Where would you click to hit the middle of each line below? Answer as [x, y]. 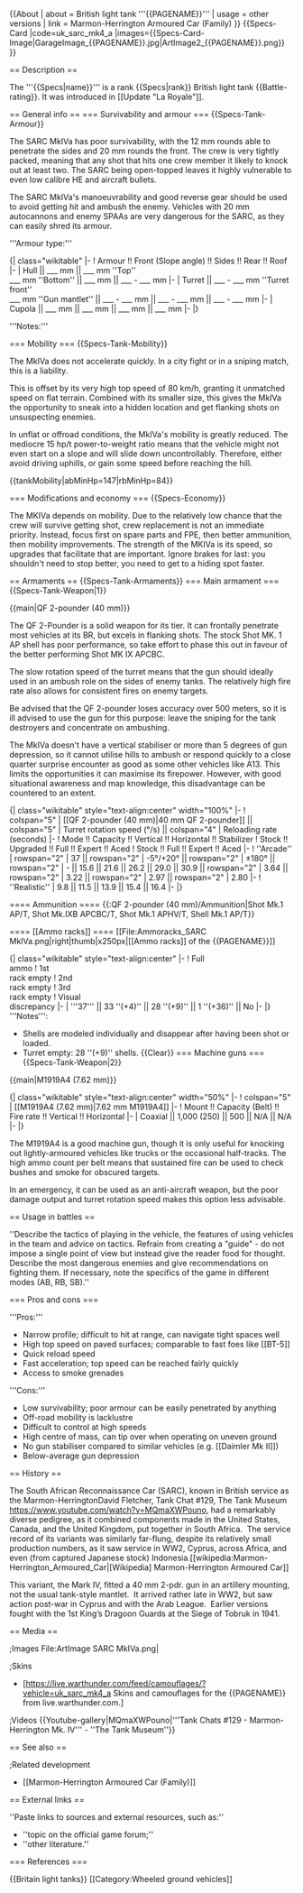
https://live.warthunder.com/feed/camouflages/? [116, 1683]
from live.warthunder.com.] [73, 1703]
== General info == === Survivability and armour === [109, 114]
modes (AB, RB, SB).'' [50, 1282]
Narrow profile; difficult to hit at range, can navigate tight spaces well [151, 1334]
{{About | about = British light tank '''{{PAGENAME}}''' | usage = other [139, 14]
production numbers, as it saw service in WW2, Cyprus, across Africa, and [148, 1548]
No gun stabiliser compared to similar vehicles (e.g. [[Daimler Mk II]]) [151, 1446]
